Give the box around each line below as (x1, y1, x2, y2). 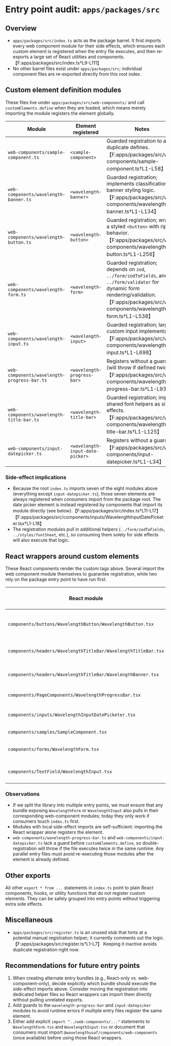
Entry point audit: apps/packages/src (5, 4, 160, 15)
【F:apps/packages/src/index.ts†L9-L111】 (12, 60, 102, 66)
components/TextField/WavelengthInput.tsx (8, 769, 112, 774)
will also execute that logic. (12, 537, 70, 543)
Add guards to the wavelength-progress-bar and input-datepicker (12, 1002, 151, 1008)
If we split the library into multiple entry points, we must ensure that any (12, 802, 163, 808)
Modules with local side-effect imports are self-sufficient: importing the (12, 824, 163, 830)
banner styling (106, 186, 141, 194)
